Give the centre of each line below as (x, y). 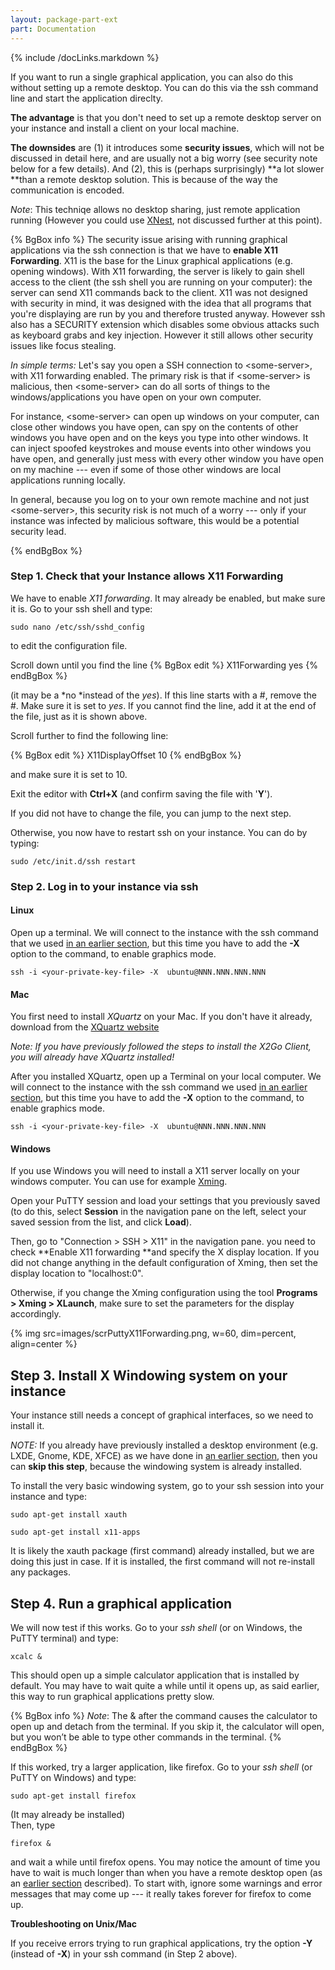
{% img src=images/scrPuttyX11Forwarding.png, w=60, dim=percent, (153, 1333)
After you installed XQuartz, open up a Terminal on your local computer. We (166, 1077)
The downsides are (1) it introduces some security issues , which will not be (167, 147)
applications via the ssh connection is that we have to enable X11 (144, 250)
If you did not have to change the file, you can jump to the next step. (151, 813)
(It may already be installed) (68, 1814)
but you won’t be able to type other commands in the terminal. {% (146, 1737)
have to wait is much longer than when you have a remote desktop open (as (166, 1872)
